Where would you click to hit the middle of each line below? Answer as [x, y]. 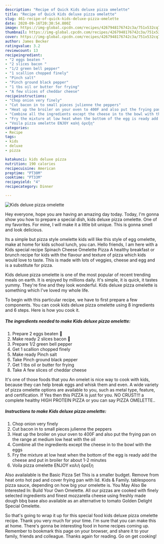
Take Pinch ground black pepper [45, 359]
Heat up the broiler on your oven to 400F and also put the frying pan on [84, 434]
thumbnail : [16, 32]
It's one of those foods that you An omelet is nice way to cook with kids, [78, 379]
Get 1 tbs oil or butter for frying [43, 365]
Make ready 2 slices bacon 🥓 [41, 339]
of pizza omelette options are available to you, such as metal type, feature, [80, 390]
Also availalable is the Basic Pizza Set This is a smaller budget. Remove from [82, 475]
